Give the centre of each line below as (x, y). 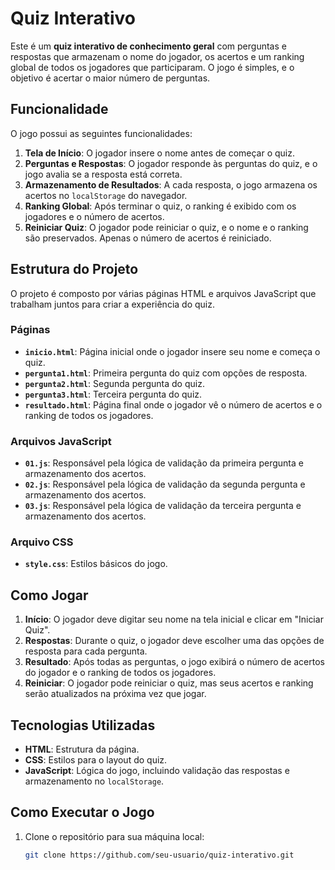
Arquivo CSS (42, 542)
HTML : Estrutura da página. (82, 749)
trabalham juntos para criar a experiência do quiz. (112, 304)
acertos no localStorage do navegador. (106, 195)
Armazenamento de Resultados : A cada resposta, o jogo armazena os (171, 184)
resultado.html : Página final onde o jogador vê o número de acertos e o (173, 404)
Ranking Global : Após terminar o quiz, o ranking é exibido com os (160, 206)
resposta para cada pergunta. (86, 651)
